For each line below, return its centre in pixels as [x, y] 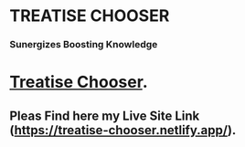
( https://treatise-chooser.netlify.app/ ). [123, 130]
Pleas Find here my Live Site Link [105, 115]
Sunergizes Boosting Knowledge [84, 45]
